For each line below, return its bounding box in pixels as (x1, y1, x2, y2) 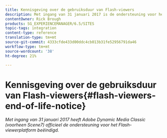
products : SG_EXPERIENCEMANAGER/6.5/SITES (5, 21, 94, 26)
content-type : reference (5, 30, 57, 35)
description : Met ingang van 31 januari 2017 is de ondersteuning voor (5, 12, 157, 17)
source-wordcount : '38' (5, 49, 55, 54)
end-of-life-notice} (5, 100, 86, 112)
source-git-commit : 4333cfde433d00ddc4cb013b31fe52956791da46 (5, 40, 137, 45)
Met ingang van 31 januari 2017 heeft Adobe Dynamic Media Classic (5, 117, 146, 123)
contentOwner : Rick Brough (5, 16, 61, 21)
